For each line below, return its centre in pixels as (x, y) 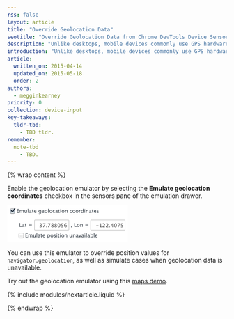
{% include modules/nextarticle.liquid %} (66, 295)
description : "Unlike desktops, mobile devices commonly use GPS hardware (118, 44)
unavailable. (24, 267)
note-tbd (26, 147)
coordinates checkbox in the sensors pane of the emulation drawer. (105, 196)
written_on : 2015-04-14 (48, 66)
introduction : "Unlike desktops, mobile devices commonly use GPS (106, 52)
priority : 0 (24, 103)
